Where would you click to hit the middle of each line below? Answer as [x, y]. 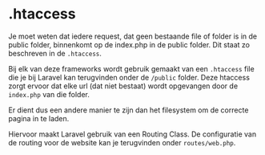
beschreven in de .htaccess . [55, 53]
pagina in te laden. [39, 118]
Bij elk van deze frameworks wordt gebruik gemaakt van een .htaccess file [131, 68]
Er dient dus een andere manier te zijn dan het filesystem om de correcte [128, 110]
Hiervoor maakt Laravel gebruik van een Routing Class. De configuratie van [132, 134]
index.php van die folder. [49, 94]
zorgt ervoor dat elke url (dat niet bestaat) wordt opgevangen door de [123, 86]
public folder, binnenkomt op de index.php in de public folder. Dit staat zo [129, 44]
